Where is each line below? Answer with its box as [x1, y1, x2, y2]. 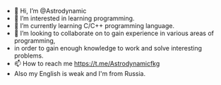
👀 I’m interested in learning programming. [13, 14, 135, 22]
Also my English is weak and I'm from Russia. [13, 70, 146, 77]
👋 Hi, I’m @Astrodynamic [13, 7, 87, 15]
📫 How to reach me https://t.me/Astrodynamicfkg [13, 60, 160, 67]
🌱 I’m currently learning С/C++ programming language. [13, 22, 175, 30]
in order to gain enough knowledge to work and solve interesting [13, 44, 203, 52]
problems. [13, 51, 44, 60]
